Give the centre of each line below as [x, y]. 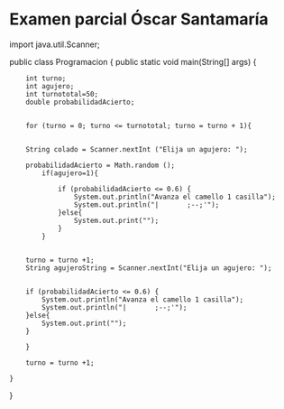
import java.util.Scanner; [55, 44]
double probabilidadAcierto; [80, 102]
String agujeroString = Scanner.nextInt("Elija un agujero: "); [149, 268]
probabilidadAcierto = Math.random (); [101, 165]
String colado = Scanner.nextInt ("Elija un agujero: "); [137, 149]
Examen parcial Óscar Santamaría [139, 19]
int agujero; [50, 86]
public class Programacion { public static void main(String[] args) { [133, 61]
